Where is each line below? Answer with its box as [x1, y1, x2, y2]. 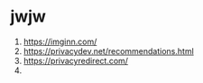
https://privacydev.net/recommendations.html [23, 45, 195, 56]
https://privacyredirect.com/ [23, 55, 129, 66]
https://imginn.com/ [23, 36, 97, 47]
